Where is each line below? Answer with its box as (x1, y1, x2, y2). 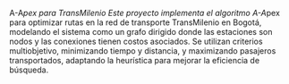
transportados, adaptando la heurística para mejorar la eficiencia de (9, 55, 260, 65)
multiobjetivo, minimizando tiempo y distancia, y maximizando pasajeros (9, 46, 276, 56)
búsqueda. (9, 64, 49, 75)
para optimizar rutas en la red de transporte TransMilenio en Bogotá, (9, 17, 262, 28)
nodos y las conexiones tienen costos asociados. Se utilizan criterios (9, 36, 263, 46)
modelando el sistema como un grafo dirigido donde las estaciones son (9, 27, 273, 37)
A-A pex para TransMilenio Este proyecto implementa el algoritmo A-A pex (9, 8, 280, 18)
